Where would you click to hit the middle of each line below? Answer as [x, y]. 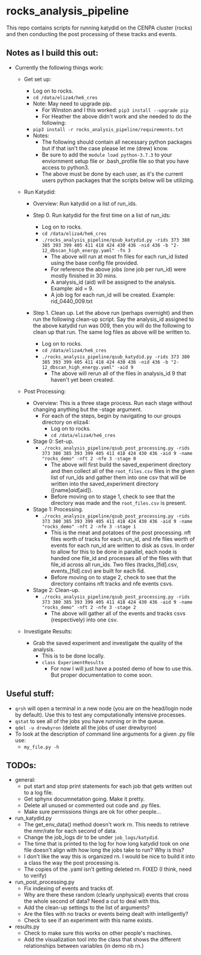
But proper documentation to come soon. [102, 675]
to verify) [35, 876]
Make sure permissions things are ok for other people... [92, 812]
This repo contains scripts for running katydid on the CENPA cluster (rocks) [99, 28]
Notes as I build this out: [52, 53]
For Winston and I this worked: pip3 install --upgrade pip [115, 110]
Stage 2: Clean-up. [56, 590]
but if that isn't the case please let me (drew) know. [105, 148]
